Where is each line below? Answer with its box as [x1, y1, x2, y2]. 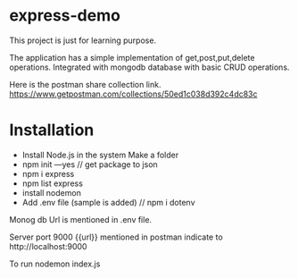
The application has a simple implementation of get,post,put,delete [9, 52, 255, 63]
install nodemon [21, 187, 82, 198]
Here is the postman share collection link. [9, 79, 161, 89]
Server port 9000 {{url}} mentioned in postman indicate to [9, 232, 223, 242]
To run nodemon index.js [9, 258, 101, 269]
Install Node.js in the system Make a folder [21, 149, 179, 160]
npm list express [21, 178, 83, 189]
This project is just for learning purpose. [9, 35, 157, 46]
